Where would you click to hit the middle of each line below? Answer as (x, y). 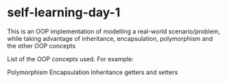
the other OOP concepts (41, 46)
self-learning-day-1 (64, 13)
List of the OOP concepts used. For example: (70, 59)
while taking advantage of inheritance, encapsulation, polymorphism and (110, 38)
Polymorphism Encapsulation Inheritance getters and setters (93, 72)
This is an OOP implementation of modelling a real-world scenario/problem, (114, 31)
